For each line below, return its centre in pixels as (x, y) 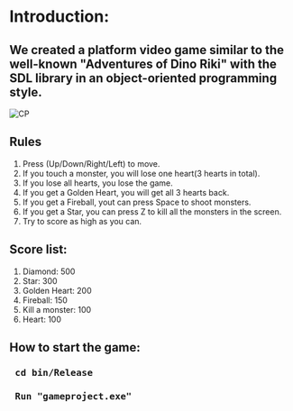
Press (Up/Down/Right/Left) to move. (91, 163)
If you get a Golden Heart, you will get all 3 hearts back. (126, 192)
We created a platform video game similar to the (147, 50)
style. (26, 92)
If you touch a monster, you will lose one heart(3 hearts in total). (141, 173)
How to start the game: (75, 347)
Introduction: (60, 17)
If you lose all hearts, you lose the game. (97, 183)
